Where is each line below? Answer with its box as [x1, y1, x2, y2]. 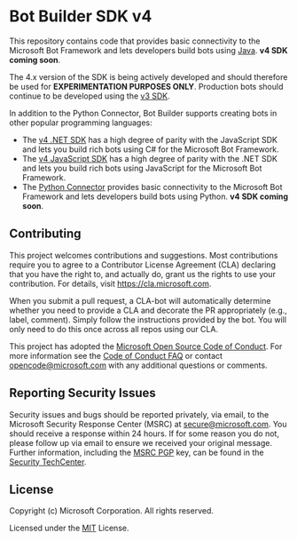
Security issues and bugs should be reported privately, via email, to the [9, 409, 270, 419]
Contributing [9, 227, 82, 242]
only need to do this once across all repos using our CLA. [9, 323, 219, 334]
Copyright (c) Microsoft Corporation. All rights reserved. [9, 505, 215, 516]
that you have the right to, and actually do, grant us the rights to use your [9, 268, 277, 279]
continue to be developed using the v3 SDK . [9, 91, 170, 101]
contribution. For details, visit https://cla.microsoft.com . [9, 278, 212, 289]
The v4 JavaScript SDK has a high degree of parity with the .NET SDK [21, 153, 277, 163]
